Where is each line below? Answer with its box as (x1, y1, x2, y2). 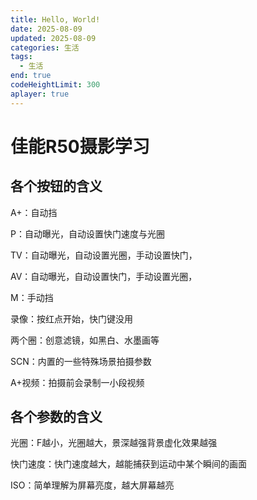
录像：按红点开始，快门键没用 (10, 312, 133, 325)
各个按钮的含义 (10, 178, 103, 195)
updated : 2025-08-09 (10, 33, 97, 43)
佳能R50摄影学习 (10, 135, 150, 158)
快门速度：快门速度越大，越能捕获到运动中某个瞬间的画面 (10, 458, 247, 470)
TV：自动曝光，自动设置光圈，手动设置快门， (10, 249, 198, 261)
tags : (10, 52, 33, 62)
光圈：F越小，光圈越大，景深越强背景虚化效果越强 (10, 437, 218, 449)
